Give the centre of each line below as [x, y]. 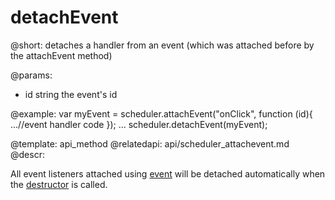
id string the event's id [71, 94]
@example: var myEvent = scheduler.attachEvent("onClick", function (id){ [161, 113]
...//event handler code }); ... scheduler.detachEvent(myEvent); [139, 124]
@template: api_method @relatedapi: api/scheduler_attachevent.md [150, 143]
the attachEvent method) [61, 55]
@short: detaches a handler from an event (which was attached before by [162, 45]
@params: [31, 75]
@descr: [27, 154]
